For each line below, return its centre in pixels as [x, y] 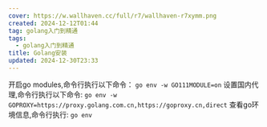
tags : [17, 38]
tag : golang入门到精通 [43, 31]
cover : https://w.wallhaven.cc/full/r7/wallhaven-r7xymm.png [113, 16]
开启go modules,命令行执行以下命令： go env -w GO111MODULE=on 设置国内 [130, 84]
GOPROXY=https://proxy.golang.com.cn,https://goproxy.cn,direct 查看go [130, 104]
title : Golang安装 [38, 53]
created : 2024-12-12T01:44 [53, 23]
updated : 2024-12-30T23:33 [53, 61]
